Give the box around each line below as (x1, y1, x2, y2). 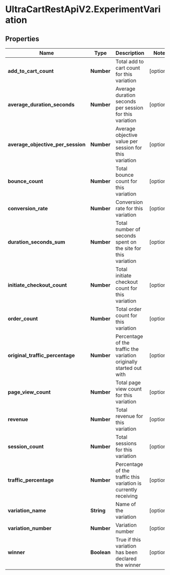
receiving (115, 492, 138, 500)
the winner (115, 561, 141, 568)
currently (115, 486, 138, 493)
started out (115, 365, 142, 371)
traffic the (115, 346, 139, 353)
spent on (115, 239, 137, 245)
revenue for (115, 413, 143, 419)
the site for (115, 245, 142, 252)
